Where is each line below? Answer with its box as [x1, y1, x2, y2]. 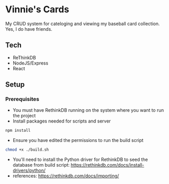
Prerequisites [5, 96, 39, 103]
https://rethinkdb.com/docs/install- [70, 162, 144, 168]
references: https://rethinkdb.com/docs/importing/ [12, 173, 119, 179]
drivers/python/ [12, 168, 46, 174]
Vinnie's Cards [5, 4, 69, 15]
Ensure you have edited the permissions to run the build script [12, 137, 144, 144]
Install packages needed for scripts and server [12, 118, 111, 124]
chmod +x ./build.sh [5, 147, 50, 152]
